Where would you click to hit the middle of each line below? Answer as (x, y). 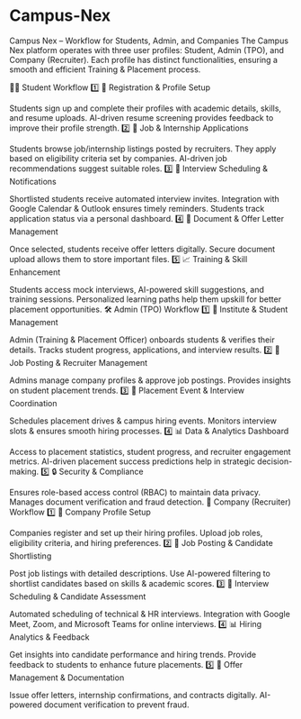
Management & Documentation (67, 678)
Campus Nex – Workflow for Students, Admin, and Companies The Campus (149, 41)
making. (24, 471)
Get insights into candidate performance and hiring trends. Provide (133, 654)
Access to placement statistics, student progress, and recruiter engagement (150, 451)
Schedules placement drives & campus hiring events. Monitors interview (143, 421)
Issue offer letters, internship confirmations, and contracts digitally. (133, 695)
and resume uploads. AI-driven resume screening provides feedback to (142, 117)
